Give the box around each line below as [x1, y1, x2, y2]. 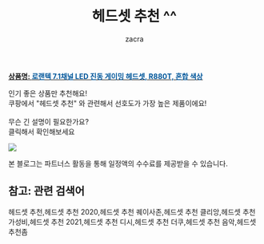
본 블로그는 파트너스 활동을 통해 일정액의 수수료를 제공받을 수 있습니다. [8, 159, 228, 168]
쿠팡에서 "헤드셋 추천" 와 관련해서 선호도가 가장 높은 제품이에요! [8, 98, 207, 108]
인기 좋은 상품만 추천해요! [8, 89, 88, 98]
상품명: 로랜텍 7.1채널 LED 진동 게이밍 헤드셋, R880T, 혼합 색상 [8, 71, 203, 81]
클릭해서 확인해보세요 [8, 127, 75, 136]
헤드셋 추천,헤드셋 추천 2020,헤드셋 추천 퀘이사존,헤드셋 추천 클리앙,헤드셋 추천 [8, 207, 256, 216]
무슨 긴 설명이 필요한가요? [8, 116, 90, 126]
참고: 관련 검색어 [8, 184, 86, 198]
